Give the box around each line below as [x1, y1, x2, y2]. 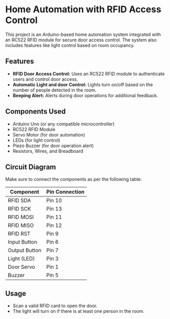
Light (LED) [8, 255, 35, 262]
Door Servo [8, 263, 36, 270]
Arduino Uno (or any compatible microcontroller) [12, 121, 115, 127]
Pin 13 [46, 206, 62, 213]
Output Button [8, 247, 42, 254]
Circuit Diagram [5, 163, 56, 171]
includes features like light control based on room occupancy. [5, 42, 135, 48]
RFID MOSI [8, 214, 34, 221]
